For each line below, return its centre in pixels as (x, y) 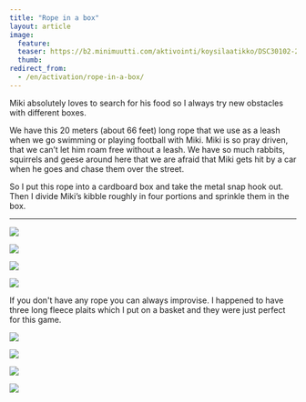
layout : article (40, 26)
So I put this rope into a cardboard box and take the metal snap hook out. (147, 186)
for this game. (36, 319)
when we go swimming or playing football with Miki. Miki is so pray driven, (149, 140)
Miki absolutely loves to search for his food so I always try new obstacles (147, 103)
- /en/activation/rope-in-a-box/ (81, 77)
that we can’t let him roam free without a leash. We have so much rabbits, (147, 149)
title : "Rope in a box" (55, 18)
